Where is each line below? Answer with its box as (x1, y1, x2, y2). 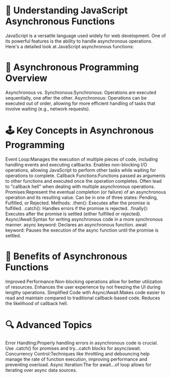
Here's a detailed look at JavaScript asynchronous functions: (5, 43, 134, 49)
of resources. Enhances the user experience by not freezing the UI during (5, 283, 161, 290)
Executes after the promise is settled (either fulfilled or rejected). (5, 211, 142, 217)
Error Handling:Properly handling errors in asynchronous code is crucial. (5, 339, 158, 346)
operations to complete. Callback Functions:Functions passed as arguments (5, 172, 165, 179)
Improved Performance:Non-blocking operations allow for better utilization (5, 278, 163, 285)
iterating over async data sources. (5, 367, 77, 373)
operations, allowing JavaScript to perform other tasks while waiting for (5, 167, 156, 173)
